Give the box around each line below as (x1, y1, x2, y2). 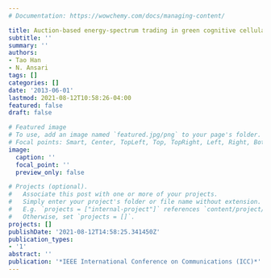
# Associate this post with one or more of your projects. (8, 190, 219, 198)
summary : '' (8, 41, 48, 49)
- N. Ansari (8, 64, 48, 73)
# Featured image (8, 123, 67, 131)
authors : (8, 49, 38, 57)
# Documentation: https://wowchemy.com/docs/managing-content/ (8, 11, 226, 20)
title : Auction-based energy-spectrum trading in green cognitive (8, 26, 236, 35)
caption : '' (15, 153, 56, 161)
